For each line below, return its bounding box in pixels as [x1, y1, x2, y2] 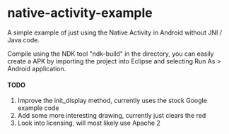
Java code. [7, 35, 40, 44]
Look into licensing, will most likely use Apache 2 [17, 118, 161, 128]
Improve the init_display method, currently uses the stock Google [17, 97, 207, 105]
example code [17, 104, 59, 112]
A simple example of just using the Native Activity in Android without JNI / [7, 28, 223, 37]
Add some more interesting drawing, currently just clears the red [17, 111, 206, 120]
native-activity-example [7, 5, 153, 21]
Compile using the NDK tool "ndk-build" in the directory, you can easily [7, 49, 214, 58]
